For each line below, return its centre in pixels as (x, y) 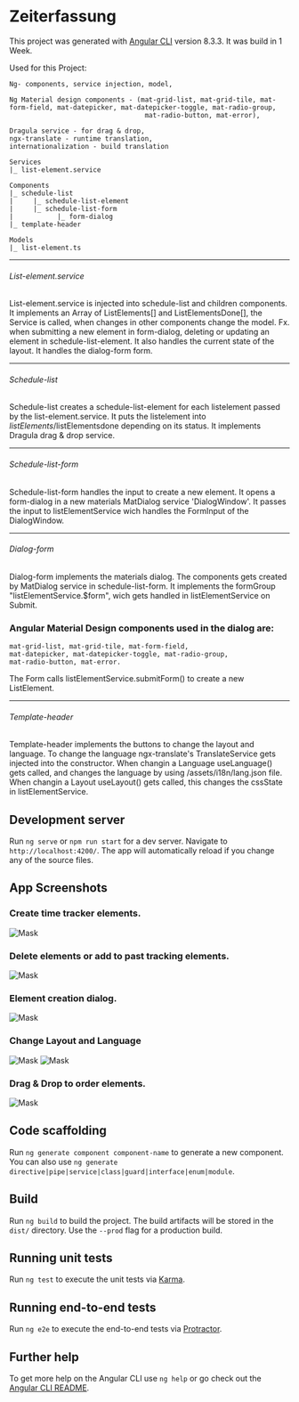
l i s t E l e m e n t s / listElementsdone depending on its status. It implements (135, 426)
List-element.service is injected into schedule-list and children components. (148, 304)
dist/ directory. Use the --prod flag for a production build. (116, 1230)
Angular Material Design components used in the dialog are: (141, 628)
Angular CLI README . (49, 1388)
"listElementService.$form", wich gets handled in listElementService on (140, 595)
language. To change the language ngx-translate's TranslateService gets (142, 754)
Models (21, 240)
